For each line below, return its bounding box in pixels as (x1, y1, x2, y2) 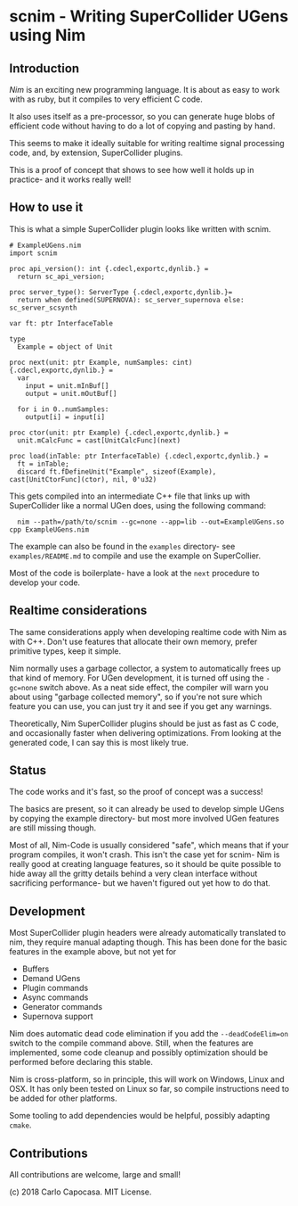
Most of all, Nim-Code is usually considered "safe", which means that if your (9, 840, 289, 851)
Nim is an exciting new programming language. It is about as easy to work (9, 85, 280, 95)
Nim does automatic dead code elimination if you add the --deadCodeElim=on (9, 1028, 289, 1039)
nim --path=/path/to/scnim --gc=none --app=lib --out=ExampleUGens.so (17, 517, 285, 526)
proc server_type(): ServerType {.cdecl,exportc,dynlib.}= (9, 287, 233, 296)
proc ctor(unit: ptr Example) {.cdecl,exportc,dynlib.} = (9, 428, 229, 437)
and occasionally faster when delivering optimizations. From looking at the (9, 727, 282, 738)
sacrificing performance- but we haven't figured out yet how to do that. (9, 878, 271, 888)
